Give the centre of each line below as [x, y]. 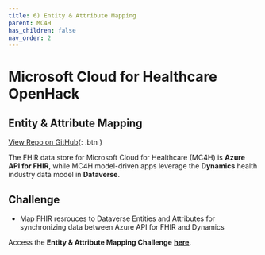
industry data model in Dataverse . [64, 175]
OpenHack [44, 94]
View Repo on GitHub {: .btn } [56, 142]
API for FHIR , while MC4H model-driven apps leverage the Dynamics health [133, 166]
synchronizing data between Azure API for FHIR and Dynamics [122, 227]
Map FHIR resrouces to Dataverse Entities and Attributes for [117, 218]
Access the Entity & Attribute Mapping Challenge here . [100, 242]
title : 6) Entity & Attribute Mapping [72, 15]
